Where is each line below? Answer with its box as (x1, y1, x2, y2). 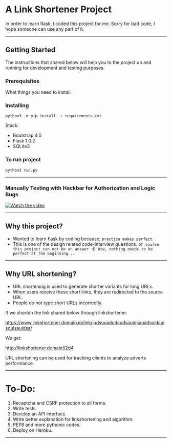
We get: (5, 334, 22, 341)
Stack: (5, 122, 19, 129)
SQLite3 (12, 143, 30, 150)
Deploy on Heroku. (12, 427, 53, 433)
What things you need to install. (5, 89, 72, 95)
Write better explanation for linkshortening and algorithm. (12, 416, 134, 422)
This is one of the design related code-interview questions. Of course (12, 241, 160, 247)
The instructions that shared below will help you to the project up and (5, 59, 152, 65)
